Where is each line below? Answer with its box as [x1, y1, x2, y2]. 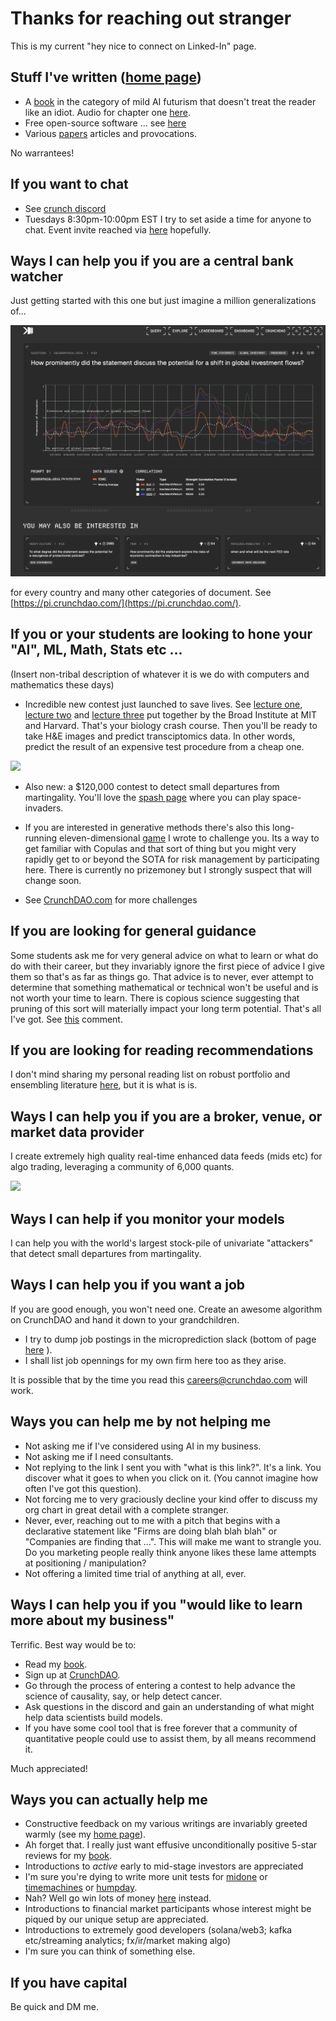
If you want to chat [10, 176, 129, 193]
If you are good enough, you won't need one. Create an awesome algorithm [10, 1303, 323, 1315]
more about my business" [10, 1612, 175, 1629]
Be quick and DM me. [10, 2001, 99, 2013]
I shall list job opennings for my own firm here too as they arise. [24, 1354, 287, 1366]
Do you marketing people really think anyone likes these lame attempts [24, 1546, 317, 1558]
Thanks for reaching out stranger [10, 7, 292, 30]
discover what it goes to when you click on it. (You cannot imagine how [24, 1472, 319, 1484]
